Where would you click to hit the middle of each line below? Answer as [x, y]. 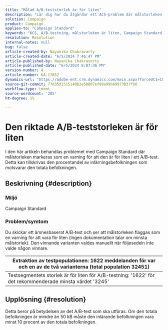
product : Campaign [24, 24]
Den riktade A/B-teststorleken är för [82, 127]
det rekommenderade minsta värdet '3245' [58, 281]
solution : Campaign [25, 19]
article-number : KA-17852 [32, 75]
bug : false [16, 47]
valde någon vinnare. [27, 248]
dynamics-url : [20, 79]
